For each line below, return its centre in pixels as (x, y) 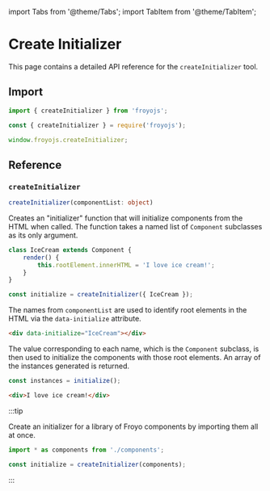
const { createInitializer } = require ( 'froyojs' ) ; (97, 125)
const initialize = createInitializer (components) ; (97, 464)
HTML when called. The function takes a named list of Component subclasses (135, 226)
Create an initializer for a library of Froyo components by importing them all (133, 426)
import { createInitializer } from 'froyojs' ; (88, 111)
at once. (22, 434)
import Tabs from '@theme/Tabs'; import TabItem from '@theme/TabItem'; (133, 12)
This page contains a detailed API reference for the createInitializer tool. (133, 66)
